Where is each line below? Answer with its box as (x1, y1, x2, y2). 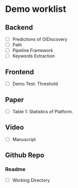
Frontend (5, 68, 34, 76)
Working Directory (12, 177, 50, 183)
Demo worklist (5, 3, 67, 15)
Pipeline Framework (12, 47, 53, 53)
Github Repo (5, 151, 45, 159)
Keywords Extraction (12, 53, 55, 59)
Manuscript (12, 136, 36, 142)
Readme (5, 166, 26, 173)
